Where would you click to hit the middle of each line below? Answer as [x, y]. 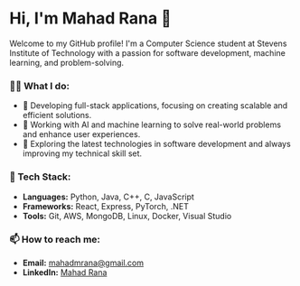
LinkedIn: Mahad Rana [65, 272]
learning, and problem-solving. [67, 62]
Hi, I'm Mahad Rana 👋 [90, 18]
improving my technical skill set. [82, 153]
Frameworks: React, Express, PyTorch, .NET [106, 206]
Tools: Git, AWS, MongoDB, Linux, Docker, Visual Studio [127, 216]
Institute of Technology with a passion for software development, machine [148, 52]
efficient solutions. [57, 115]
